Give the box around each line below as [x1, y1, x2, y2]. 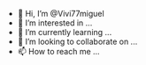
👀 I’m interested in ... [17, 18, 93, 28]
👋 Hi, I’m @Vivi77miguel [17, 9, 104, 18]
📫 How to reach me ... [17, 47, 100, 56]
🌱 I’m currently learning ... [17, 27, 112, 37]
